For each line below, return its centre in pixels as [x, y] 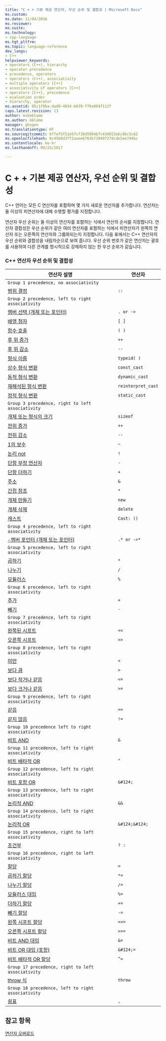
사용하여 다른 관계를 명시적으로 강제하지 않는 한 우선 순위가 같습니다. [76, 247]
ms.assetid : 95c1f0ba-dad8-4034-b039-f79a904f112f [58, 106]
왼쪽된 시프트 [22, 631]
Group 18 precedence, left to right [51, 988]
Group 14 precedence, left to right [51, 811]
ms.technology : [21, 33]
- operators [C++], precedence [37, 93]
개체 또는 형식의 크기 [30, 417]
